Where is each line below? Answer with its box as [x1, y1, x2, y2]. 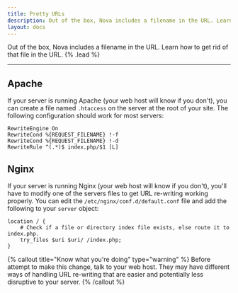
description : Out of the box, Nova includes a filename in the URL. [7, 17, 214, 24]
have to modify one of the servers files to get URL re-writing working [7, 189, 209, 197]
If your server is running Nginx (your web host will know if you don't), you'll [7, 182, 227, 190]
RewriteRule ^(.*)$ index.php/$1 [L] [7, 144, 119, 151]
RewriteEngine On [7, 125, 59, 132]
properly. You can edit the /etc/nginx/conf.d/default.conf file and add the [7, 197, 227, 205]
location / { [7, 218, 46, 225]
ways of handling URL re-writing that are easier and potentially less [7, 270, 204, 278]
